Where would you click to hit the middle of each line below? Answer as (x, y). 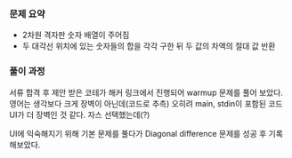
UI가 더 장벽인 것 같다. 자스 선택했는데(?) (80, 115)
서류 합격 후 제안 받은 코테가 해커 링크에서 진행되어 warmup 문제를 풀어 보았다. (146, 92)
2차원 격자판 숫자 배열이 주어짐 (76, 35)
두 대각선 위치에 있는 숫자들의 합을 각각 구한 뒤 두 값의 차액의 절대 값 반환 (149, 46)
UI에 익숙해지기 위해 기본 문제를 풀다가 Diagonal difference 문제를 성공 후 (138, 133)
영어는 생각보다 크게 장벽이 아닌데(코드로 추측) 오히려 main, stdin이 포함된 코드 (146, 103)
